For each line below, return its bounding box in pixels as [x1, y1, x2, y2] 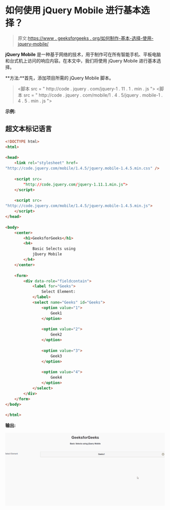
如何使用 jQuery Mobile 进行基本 [5, 5, 141, 16]
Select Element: [41, 289, 76, 294]
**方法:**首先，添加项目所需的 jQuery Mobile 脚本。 [5, 75, 114, 81]
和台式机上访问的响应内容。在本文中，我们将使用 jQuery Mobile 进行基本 [5, 57, 157, 64]
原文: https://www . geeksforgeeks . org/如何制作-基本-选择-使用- [17, 35, 154, 41]
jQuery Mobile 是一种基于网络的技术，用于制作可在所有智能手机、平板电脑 [5, 51, 161, 57]
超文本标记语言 [5, 125, 52, 133]
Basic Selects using [32, 246, 76, 252]
